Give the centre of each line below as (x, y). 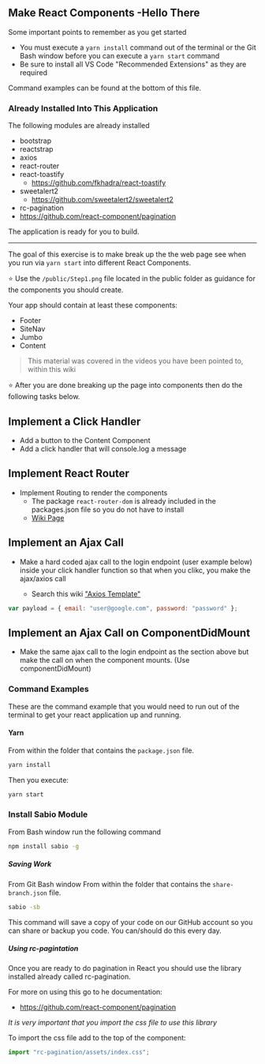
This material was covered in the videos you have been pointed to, (135, 361)
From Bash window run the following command (85, 832)
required (34, 72)
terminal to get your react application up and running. (95, 715)
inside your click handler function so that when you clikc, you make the (135, 570)
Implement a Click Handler (75, 421)
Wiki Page (48, 517)
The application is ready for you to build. (74, 231)
